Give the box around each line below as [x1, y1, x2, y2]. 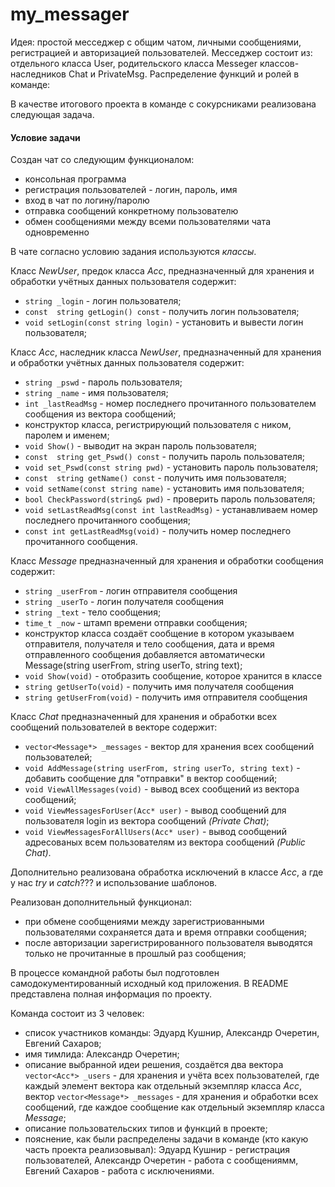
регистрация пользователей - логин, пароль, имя [24, 184, 238, 196]
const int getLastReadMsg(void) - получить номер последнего [24, 525, 292, 537]
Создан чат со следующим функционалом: [10, 154, 195, 166]
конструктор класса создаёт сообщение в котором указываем [24, 628, 295, 640]
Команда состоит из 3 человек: [10, 1008, 145, 1020]
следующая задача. [10, 108, 95, 120]
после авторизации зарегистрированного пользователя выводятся [24, 937, 313, 949]
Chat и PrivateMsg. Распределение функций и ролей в [68, 68, 300, 80]
